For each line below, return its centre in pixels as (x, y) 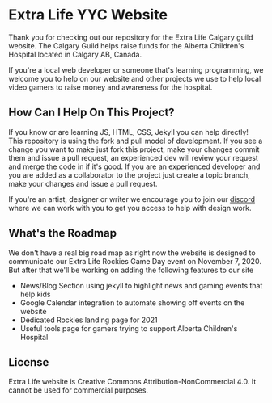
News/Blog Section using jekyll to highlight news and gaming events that (141, 285)
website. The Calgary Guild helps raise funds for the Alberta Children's (126, 45)
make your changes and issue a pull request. (83, 183)
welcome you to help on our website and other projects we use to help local (135, 78)
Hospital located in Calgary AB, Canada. (75, 54)
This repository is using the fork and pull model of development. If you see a (136, 141)
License (29, 362)
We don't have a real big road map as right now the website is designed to (132, 253)
